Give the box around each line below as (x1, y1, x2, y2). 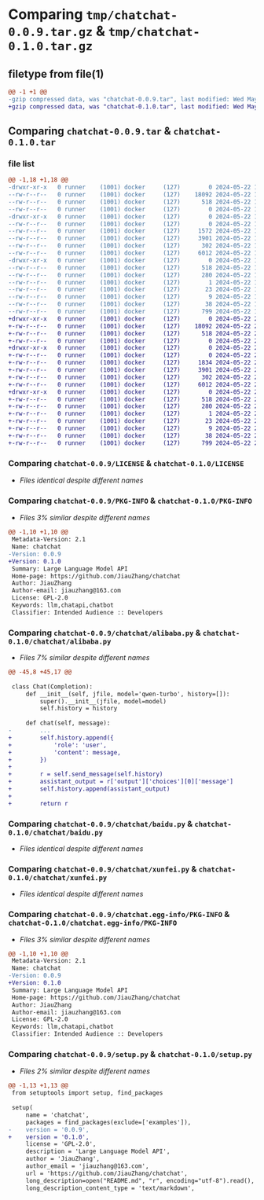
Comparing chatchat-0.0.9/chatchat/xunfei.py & (8, 863, 197, 874)
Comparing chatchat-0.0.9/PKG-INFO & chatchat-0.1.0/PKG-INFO (8, 495, 253, 506)
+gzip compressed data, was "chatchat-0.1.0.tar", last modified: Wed (8, 102, 244, 111)
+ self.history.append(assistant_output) (8, 785, 170, 793)
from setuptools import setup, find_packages (11, 1089, 163, 1097)
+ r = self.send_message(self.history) (8, 770, 163, 779)
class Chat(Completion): (11, 682, 93, 691)
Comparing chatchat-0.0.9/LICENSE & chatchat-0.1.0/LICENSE (8, 457, 244, 468)
